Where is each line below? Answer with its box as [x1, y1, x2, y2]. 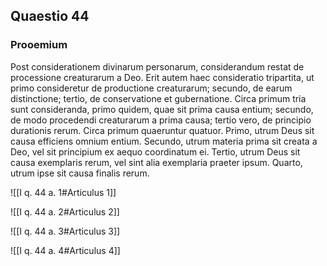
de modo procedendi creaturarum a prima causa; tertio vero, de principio [10, 114, 312, 126]
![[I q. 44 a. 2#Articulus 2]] [10, 205, 120, 218]
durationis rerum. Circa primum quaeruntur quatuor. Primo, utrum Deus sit [10, 124, 315, 136]
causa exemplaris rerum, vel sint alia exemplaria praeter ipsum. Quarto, [10, 156, 303, 168]
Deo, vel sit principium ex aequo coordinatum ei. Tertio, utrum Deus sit [10, 145, 301, 158]
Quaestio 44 [10, 8, 90, 25]
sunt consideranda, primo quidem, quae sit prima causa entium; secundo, [10, 103, 314, 115]
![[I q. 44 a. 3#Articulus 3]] [10, 225, 121, 237]
